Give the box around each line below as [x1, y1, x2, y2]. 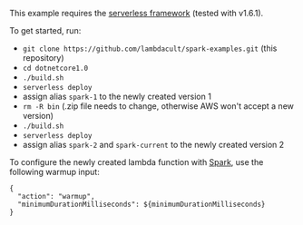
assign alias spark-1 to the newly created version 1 [22, 91, 211, 102]
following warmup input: [9, 167, 100, 177]
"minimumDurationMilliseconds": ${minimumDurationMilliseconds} [17, 200, 266, 209]
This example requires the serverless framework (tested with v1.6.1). [9, 8, 264, 18]
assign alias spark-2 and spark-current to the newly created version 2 [22, 140, 285, 150]
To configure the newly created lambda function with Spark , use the [9, 157, 264, 167]
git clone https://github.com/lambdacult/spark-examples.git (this [22, 43, 278, 54]
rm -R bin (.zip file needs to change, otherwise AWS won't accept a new [22, 101, 295, 112]
